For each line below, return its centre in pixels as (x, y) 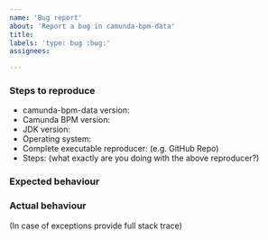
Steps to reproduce (52, 91)
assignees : (30, 51)
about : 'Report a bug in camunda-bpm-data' (92, 26)
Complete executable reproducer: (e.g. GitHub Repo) (120, 149)
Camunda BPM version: (66, 120)
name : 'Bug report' (46, 18)
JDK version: (46, 129)
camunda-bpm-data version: (76, 110)
